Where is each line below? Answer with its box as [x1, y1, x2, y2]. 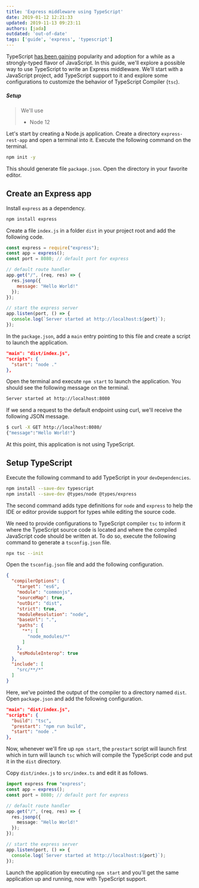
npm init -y [6, 154, 36, 160]
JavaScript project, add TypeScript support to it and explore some [6, 72, 168, 79]
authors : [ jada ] [6, 25, 46, 32]
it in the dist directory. [6, 758, 61, 765]
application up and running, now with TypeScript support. [6, 875, 147, 882]
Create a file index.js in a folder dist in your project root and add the [6, 227, 176, 234]
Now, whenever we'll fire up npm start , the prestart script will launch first [6, 745, 187, 753]
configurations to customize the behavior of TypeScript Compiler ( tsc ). [6, 78, 180, 85]
